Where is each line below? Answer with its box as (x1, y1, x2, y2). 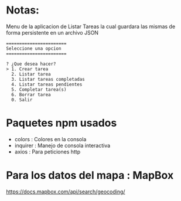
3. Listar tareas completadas (11, 76, 85, 82)
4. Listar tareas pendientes (11, 81, 83, 87)
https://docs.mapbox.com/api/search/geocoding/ (6, 188, 125, 195)
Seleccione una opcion (6, 45, 62, 52)
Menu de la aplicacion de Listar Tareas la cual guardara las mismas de (6, 23, 176, 30)
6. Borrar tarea (11, 91, 51, 97)
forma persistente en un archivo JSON (6, 29, 98, 36)
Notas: (6, 4, 40, 17)
